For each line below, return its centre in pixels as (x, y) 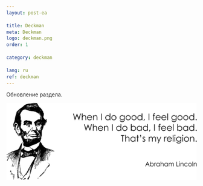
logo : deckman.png (29, 38)
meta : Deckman (24, 32)
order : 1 (17, 45)
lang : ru (17, 70)
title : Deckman (25, 25)
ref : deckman (23, 77)
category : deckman (29, 58)
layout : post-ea (27, 13)
